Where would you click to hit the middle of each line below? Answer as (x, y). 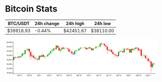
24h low (102, 24)
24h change (47, 24)
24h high (75, 24)
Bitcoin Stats (31, 9)
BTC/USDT (19, 24)
